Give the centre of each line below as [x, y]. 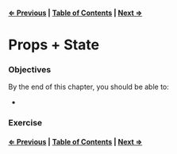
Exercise [25, 123]
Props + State [54, 44]
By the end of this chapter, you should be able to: [88, 87]
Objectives [30, 69]
